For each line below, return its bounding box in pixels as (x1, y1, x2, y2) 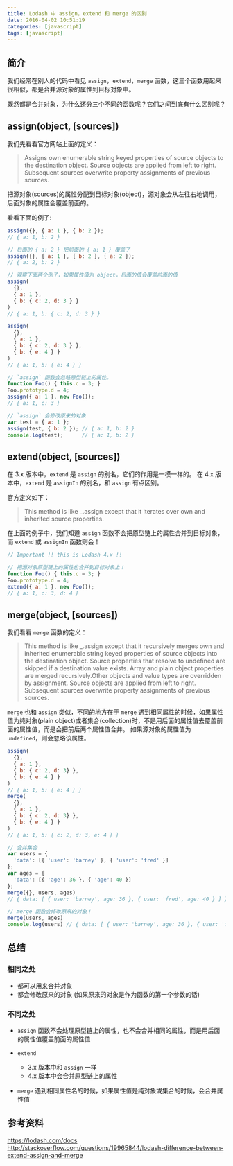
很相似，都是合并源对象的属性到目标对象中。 (7, 85, 135, 94)
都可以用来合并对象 (17, 982, 73, 990)
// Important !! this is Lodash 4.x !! (7, 552, 123, 559)
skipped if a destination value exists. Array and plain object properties (24, 664, 224, 672)
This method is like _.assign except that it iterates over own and (24, 507, 206, 516)
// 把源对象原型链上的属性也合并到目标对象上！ (7, 564, 126, 571)
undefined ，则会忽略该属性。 (7, 734, 90, 742)
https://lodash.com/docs (7, 1136, 78, 1145)
